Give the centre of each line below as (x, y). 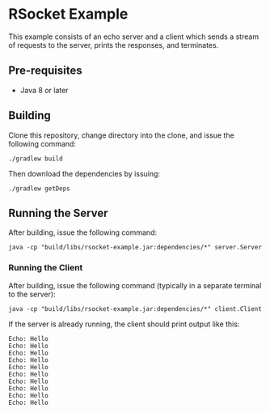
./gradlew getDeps (39, 188)
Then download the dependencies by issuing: (84, 173)
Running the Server (58, 213)
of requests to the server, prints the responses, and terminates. (114, 45)
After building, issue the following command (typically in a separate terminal (135, 285)
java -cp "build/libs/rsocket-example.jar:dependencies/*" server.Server (135, 248)
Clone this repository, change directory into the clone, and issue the (121, 135)
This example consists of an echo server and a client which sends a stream (134, 36)
